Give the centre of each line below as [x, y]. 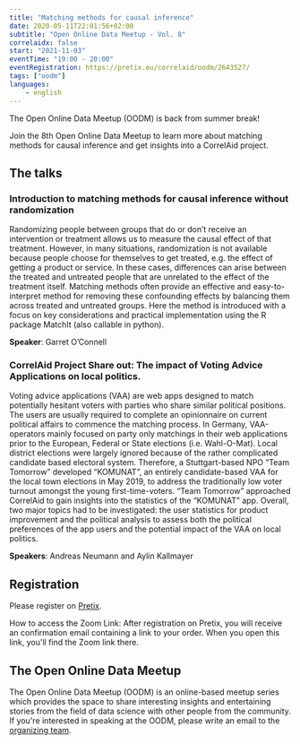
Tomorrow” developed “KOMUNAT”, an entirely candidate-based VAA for [144, 472]
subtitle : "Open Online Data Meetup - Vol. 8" [98, 34]
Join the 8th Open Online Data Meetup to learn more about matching [136, 135]
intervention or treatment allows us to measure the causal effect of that [140, 239]
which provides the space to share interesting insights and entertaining [140, 702]
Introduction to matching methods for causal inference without [149, 198]
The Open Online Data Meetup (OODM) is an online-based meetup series [144, 692]
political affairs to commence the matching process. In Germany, [129, 424]
